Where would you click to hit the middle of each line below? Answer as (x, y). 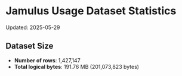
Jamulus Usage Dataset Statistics (91, 11)
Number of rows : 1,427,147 (47, 60)
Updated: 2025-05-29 (33, 27)
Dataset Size (30, 46)
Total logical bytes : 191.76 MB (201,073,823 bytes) (77, 66)
